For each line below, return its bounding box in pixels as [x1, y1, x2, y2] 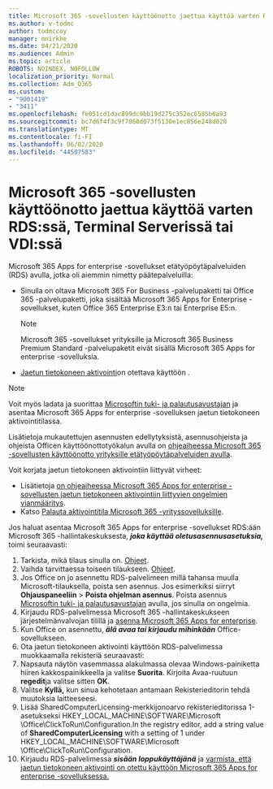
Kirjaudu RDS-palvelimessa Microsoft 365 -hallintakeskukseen [19, 607, 230, 618]
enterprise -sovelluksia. [19, 352, 100, 362]
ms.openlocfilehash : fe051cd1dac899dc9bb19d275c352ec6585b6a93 [8, 111, 227, 119]
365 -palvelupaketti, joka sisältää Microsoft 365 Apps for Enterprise [19, 294, 248, 305]
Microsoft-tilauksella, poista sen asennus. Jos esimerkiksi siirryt [19, 582, 236, 592]
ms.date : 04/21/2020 [8, 42, 79, 50]
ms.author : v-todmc [8, 20, 75, 28]
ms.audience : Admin [8, 50, 75, 58]
